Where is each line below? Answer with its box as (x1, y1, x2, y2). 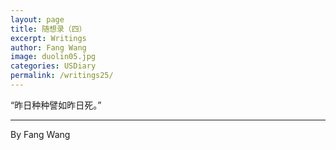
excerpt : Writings (10, 33, 87, 43)
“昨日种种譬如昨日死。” (10, 99, 102, 111)
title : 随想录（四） (10, 24, 87, 34)
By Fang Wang (10, 128, 71, 140)
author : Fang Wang (10, 42, 87, 53)
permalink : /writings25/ (10, 71, 114, 81)
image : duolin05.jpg (10, 52, 97, 62)
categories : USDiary (10, 61, 97, 71)
